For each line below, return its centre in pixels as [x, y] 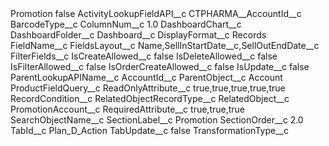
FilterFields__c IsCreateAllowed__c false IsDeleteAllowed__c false [144, 56]
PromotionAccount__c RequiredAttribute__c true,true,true [128, 109]
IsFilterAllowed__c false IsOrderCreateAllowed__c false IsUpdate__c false [160, 66]
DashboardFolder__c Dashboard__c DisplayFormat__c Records [138, 35]
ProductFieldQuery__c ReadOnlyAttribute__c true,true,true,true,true [148, 88]
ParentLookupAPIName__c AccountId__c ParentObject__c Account [146, 77]
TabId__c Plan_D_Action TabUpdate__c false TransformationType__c [149, 130]
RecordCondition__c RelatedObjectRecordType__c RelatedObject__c [150, 98]
